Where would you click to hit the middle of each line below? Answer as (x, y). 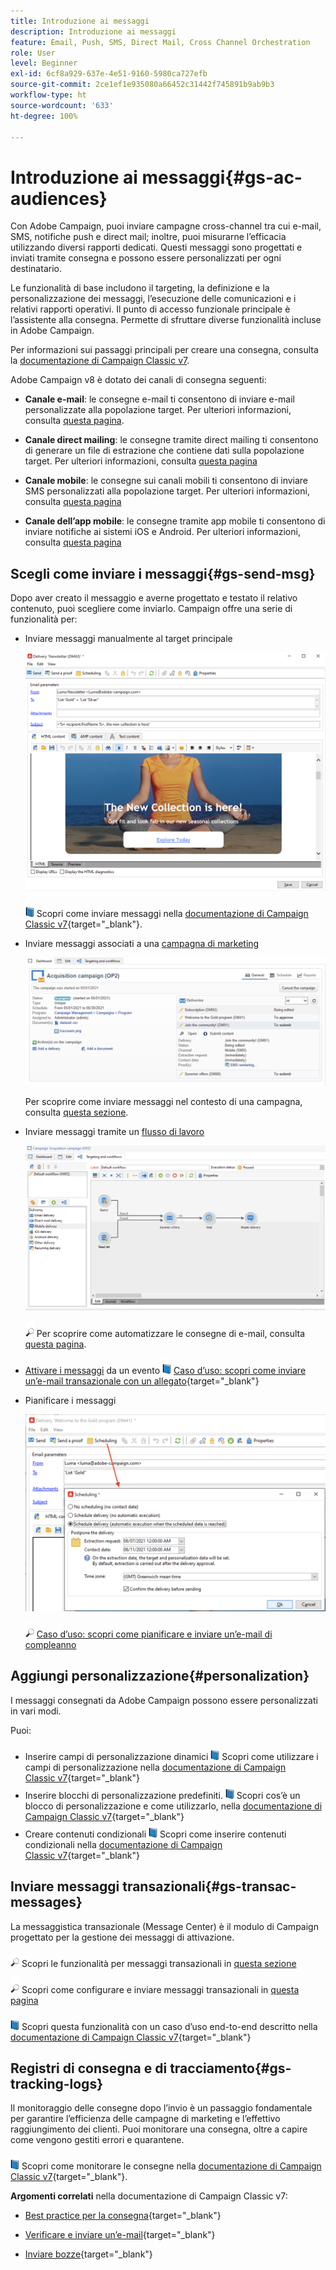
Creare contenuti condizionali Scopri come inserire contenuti (155, 1834)
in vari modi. (36, 1711)
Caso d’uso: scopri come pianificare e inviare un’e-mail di (154, 1634)
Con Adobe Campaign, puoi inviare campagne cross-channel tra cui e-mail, (166, 226)
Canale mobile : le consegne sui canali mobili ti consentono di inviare (166, 481)
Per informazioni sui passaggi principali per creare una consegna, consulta (164, 350)
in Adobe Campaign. (52, 331)
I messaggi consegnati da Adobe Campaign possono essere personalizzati (164, 1700)
